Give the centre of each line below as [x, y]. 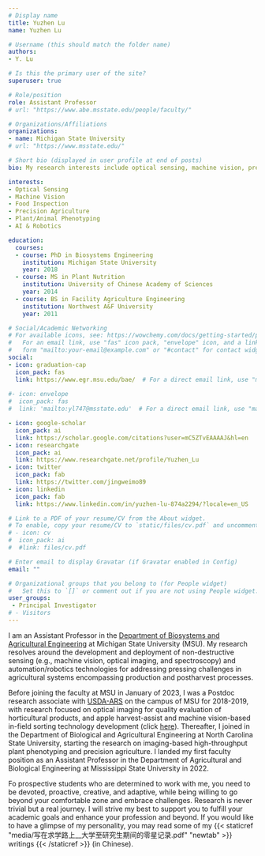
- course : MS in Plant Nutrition [70, 277]
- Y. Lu [21, 59]
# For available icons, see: [56, 336]
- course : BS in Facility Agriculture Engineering [100, 299]
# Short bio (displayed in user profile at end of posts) [105, 160]
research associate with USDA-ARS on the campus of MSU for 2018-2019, [129, 701]
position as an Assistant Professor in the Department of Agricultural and [125, 760]
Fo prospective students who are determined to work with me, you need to [129, 783]
